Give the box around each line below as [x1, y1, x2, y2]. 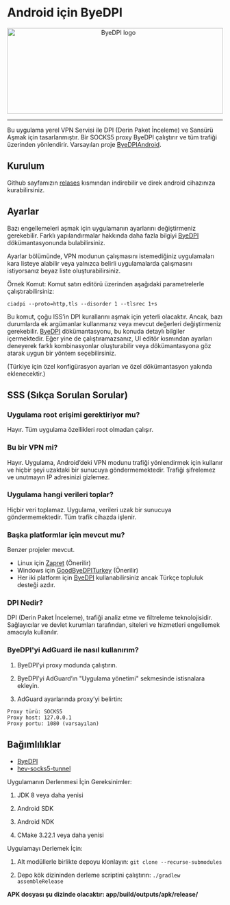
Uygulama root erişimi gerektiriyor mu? [7, 410, 140, 420]
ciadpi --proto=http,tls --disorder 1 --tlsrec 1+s [7, 300, 157, 307]
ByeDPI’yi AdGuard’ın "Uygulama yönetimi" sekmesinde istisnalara [16, 674, 205, 683]
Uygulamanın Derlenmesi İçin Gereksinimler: [7, 777, 132, 786]
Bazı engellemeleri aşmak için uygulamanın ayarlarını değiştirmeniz [7, 224, 196, 232]
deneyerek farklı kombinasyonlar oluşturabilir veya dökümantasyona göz [7, 341, 212, 350]
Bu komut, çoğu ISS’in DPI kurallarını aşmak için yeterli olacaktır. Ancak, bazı [7, 312, 222, 321]
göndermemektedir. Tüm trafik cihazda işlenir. [7, 513, 137, 521]
